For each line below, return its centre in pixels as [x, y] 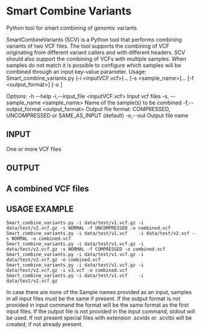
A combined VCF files [48, 188]
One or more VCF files [34, 149]
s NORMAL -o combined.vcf [39, 239]
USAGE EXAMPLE [40, 209]
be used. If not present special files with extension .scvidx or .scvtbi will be [99, 318]
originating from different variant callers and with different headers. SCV [96, 52]
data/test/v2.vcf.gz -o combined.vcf [54, 260]
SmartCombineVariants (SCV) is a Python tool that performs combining [94, 39]
